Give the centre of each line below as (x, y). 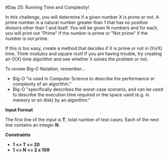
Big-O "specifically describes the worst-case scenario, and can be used (88, 89)
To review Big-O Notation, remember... (46, 69)
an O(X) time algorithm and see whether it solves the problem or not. (77, 59)
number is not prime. (27, 38)
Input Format (19, 110)
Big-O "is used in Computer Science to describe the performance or (84, 78)
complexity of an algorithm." (42, 84)
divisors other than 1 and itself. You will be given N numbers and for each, (82, 28)
